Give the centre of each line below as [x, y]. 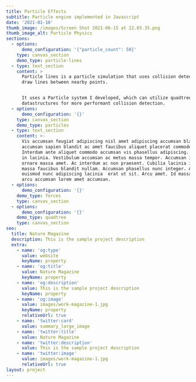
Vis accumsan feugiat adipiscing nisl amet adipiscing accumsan [101, 142]
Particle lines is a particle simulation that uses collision [99, 77]
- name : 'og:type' [39, 250]
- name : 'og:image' [40, 299]
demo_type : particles [43, 125]
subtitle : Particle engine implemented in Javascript [73, 17]
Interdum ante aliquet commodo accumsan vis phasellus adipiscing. [105, 152]
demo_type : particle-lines [49, 60]
